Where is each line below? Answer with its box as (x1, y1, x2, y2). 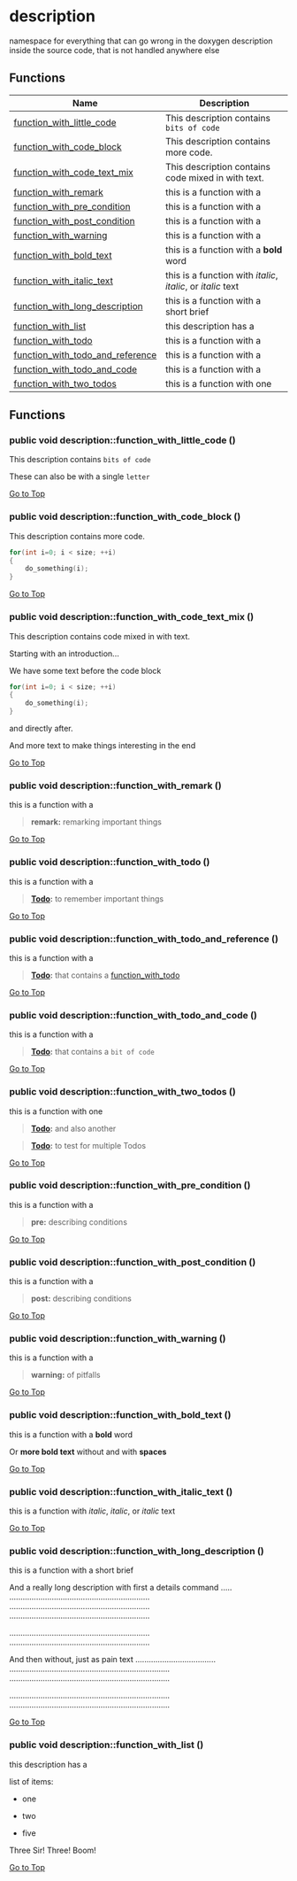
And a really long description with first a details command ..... (9, 1583, 232, 1593)
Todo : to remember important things (30, 893, 164, 904)
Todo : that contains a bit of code (30, 1047, 155, 1057)
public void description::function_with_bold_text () (9, 1409, 232, 1421)
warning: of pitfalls (30, 1370, 101, 1381)
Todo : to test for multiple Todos (30, 1140, 147, 1150)
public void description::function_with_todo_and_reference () (9, 933, 278, 945)
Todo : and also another (30, 1123, 117, 1134)
